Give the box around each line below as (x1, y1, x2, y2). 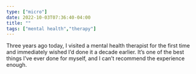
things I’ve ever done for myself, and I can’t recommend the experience (6, 55, 185, 62)
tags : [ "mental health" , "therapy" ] (6, 25, 96, 32)
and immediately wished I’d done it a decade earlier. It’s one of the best (6, 49, 184, 56)
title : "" (6, 20, 32, 26)
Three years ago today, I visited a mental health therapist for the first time (6, 42, 190, 49)
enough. (6, 61, 27, 69)
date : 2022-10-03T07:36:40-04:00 (6, 14, 91, 20)
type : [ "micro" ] (6, 8, 47, 15)
